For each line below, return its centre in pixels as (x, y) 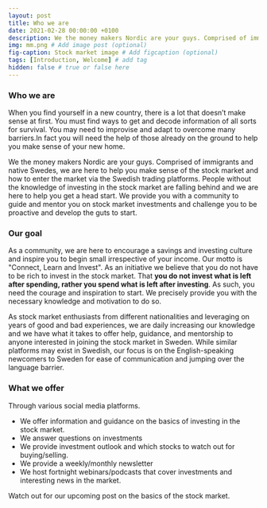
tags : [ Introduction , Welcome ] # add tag (78, 61)
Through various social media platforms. (74, 405)
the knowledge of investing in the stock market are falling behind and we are (133, 187)
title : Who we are (39, 23)
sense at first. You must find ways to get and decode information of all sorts (132, 121)
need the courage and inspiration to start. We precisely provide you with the (133, 293)
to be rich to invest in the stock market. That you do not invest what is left (130, 276)
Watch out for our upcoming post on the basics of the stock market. (119, 495)
